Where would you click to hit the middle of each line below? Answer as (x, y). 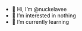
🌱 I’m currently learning (40, 22)
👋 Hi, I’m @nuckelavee (39, 9)
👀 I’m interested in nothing (44, 15)
